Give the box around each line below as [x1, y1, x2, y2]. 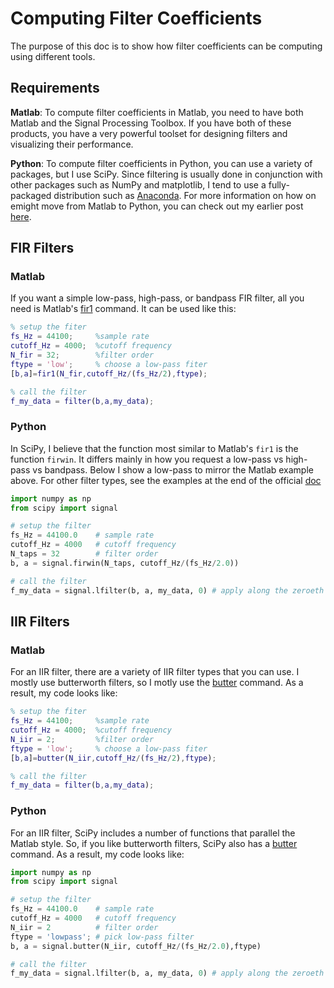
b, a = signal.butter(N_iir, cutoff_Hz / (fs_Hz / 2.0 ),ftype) [10, 941, 262, 951]
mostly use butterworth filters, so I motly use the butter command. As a [10, 677, 304, 689]
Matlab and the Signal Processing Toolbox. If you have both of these [10, 117, 292, 129]
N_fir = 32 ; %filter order [10, 350, 155, 361]
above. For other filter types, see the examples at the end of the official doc [10, 474, 322, 486]
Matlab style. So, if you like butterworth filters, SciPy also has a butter [10, 837, 298, 849]
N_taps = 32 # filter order [10, 549, 159, 559]
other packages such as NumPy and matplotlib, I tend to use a [10, 178, 267, 191]
